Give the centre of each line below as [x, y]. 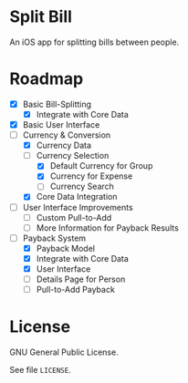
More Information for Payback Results [108, 228]
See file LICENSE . [40, 370]
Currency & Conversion [67, 135]
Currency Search [82, 186]
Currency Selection [73, 156]
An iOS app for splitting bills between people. [94, 42]
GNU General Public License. [64, 352]
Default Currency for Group [101, 166]
